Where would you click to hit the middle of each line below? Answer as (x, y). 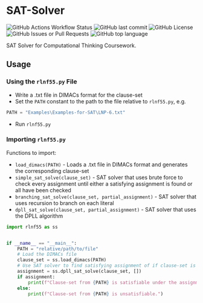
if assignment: (36, 277)
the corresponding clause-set (52, 171)
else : (24, 288)
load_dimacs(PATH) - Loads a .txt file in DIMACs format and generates (101, 165)
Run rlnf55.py (33, 124)
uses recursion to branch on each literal (64, 203)
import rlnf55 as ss (32, 227)
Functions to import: (31, 152)
